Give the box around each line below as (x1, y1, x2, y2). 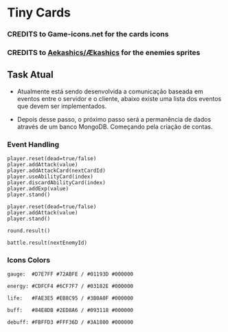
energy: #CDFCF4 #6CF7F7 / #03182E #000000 (7, 283, 134, 290)
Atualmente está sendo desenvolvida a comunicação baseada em (16, 87, 204, 96)
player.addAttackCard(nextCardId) (7, 167, 106, 175)
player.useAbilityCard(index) (7, 173, 94, 180)
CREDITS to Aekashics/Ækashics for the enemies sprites (7, 48, 201, 58)
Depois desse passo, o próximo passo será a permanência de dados (16, 115, 212, 123)
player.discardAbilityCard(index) (7, 179, 106, 186)
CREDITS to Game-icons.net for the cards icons (7, 30, 170, 39)
